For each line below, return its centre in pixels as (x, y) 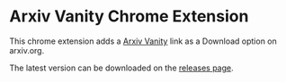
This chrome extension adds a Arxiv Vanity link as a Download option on (143, 41)
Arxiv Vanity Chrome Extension (129, 16)
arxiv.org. (27, 50)
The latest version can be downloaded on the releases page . (121, 68)
